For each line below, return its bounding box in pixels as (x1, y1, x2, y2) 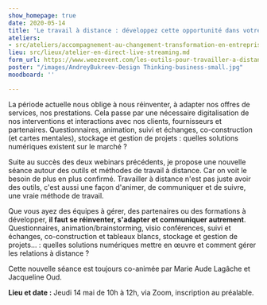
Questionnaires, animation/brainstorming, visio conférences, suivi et (8, 223, 232, 233)
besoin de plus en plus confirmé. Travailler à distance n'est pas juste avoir (8, 174, 251, 183)
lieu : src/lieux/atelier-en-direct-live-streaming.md (8, 48, 191, 56)
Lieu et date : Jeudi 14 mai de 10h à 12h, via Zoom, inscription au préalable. (8, 288, 254, 297)
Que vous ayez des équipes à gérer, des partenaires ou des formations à (8, 206, 246, 215)
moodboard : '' (8, 71, 56, 79)
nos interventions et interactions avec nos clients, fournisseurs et (8, 116, 222, 125)
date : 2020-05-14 (8, 19, 66, 27)
